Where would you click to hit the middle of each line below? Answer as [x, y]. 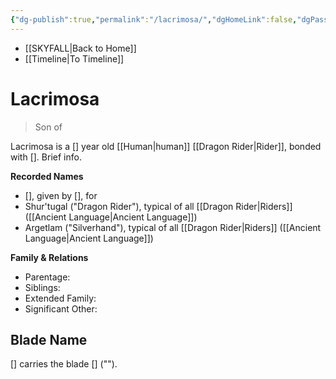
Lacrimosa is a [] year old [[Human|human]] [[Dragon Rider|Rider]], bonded [166, 146]
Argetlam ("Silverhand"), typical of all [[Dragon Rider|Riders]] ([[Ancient [173, 227]
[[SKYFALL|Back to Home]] [80, 48]
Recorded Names [47, 176]
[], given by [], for [61, 195]
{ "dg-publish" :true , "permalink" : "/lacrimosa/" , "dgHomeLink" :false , [154, 19]
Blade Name [49, 339]
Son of [48, 127]
